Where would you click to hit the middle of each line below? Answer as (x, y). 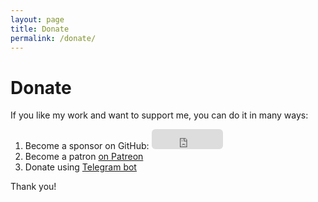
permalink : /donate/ (53, 38)
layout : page (37, 19)
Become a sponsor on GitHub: (87, 146)
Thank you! (33, 187)
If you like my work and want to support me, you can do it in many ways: (159, 115)
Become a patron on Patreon (84, 157)
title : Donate (40, 29)
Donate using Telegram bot (80, 167)
